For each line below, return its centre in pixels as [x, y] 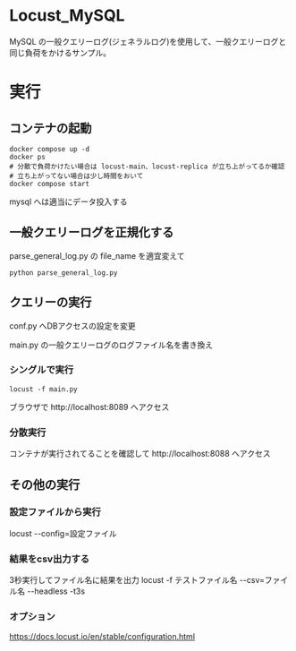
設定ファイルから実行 [55, 512]
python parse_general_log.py [63, 273]
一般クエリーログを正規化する [92, 232]
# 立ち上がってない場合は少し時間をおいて [76, 176]
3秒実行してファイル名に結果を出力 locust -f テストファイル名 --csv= [137, 580]
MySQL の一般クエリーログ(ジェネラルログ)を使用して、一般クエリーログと [148, 41]
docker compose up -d [50, 149]
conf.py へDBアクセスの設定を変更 [72, 325]
